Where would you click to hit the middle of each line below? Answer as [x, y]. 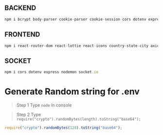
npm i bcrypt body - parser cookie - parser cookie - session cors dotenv [75, 19]
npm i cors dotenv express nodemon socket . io [51, 72]
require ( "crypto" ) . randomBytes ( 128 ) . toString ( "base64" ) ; [63, 128]
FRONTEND [22, 34]
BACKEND [20, 8]
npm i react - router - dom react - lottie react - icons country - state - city [77, 46]
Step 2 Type [29, 115]
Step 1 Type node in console [44, 105]
